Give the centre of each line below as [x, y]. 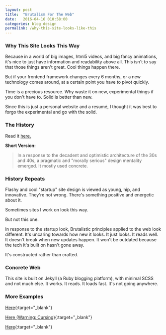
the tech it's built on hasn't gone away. [45, 245]
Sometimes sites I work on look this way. [47, 210]
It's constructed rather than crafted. [42, 255]
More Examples [24, 297]
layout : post [19, 10]
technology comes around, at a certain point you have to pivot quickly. [77, 82]
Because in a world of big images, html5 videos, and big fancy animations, [81, 57]
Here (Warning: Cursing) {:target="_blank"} [49, 317]
